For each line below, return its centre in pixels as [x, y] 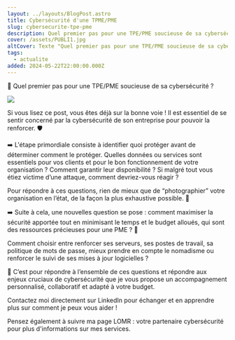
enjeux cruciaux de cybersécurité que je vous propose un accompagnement [117, 279]
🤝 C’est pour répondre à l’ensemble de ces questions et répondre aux [107, 271]
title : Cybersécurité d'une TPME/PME [62, 20]
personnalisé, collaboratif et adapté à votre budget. [81, 286]
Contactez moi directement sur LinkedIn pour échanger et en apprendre [111, 300]
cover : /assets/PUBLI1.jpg [47, 40]
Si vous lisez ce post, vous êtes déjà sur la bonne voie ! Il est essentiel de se [117, 112]
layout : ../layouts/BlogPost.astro [59, 14]
